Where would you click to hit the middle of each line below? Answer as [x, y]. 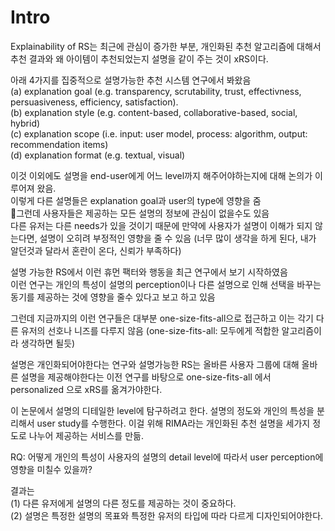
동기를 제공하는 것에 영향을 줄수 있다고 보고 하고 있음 [113, 297]
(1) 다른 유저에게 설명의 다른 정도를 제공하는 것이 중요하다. [123, 503]
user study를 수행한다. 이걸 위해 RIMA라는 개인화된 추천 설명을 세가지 [173, 423]
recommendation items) [59, 144]
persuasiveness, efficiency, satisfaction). [94, 102]
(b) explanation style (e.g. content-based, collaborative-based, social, [154, 112]
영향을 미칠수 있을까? [51, 469]
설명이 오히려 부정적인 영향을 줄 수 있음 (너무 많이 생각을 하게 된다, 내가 [178, 238]
